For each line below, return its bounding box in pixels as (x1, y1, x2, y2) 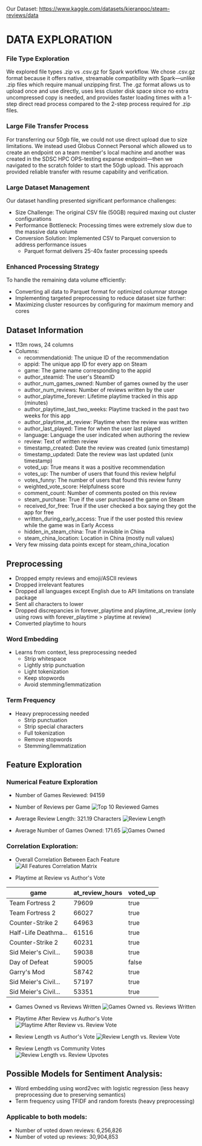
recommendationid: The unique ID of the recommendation (24, 354, 169, 362)
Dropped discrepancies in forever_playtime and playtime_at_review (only (15, 607, 197, 614)
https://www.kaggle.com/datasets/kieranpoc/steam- (39, 5, 171, 12)
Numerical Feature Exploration (6, 778, 98, 786)
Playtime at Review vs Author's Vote (15, 874, 105, 881)
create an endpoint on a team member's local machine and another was (6, 149, 186, 156)
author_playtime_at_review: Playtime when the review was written (24, 419, 188, 426)
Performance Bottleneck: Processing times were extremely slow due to (15, 221, 192, 229)
